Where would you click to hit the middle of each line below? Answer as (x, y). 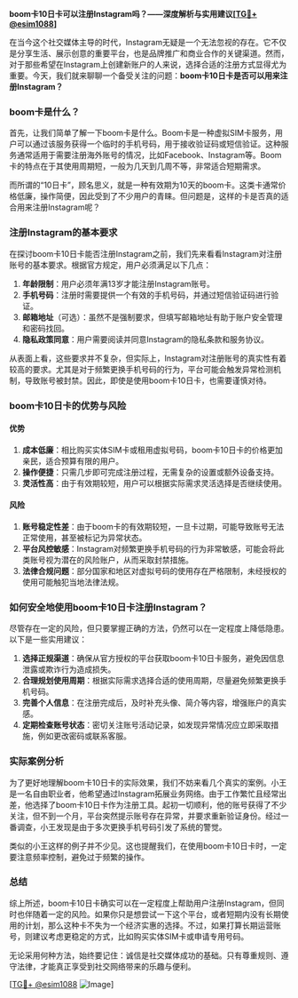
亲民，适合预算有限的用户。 (73, 460)
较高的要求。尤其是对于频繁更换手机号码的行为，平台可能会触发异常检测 (141, 369)
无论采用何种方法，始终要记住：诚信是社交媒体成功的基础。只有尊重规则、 (145, 955)
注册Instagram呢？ (66, 207)
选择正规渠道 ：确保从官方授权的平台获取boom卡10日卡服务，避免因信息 (153, 659)
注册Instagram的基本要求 (63, 233)
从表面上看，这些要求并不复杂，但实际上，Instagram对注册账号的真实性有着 (148, 358)
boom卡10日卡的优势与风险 (68, 405)
